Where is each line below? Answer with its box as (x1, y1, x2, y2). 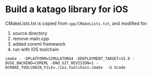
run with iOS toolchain (12, 46, 59, 52)
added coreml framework (12, 41, 66, 47)
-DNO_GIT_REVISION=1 (50, 60, 94, 65)
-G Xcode (107, 65, 126, 70)
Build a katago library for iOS (5, 4, 128, 15)
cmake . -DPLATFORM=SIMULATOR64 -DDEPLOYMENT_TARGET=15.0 (5, 56, 130, 61)
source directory (12, 30, 48, 36)
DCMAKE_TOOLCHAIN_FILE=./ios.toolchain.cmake (5, 65, 103, 70)
